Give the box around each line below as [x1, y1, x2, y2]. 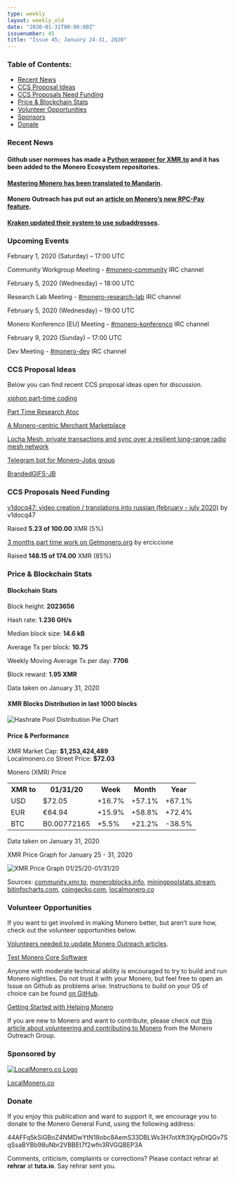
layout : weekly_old [7, 17, 65, 24]
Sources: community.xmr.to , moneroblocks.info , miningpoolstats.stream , [7, 878, 217, 886]
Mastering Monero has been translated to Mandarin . [7, 178, 163, 187]
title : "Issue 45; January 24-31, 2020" [7, 37, 128, 44]
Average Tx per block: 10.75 [7, 643, 89, 651]
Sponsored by [7, 1049, 56, 1059]
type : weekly [7, 10, 46, 18]
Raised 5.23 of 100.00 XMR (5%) [7, 524, 104, 532]
